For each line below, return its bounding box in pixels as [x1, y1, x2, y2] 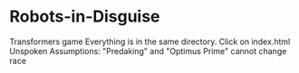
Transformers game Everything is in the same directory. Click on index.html [9, 36, 291, 47]
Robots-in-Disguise [9, 6, 160, 27]
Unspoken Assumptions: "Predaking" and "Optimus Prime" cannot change [9, 45, 287, 56]
